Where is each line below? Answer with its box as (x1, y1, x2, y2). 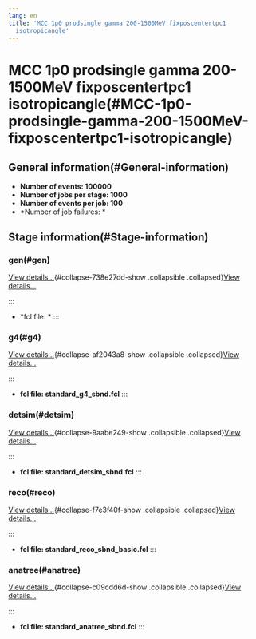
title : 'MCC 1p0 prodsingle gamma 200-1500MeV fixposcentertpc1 (8, 19, 226, 27)
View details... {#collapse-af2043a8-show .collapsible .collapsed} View (8, 350, 240, 359)
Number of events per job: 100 (19, 199, 124, 208)
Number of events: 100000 (19, 181, 112, 192)
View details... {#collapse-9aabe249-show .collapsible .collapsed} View (8, 427, 241, 437)
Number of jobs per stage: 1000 (19, 190, 128, 200)
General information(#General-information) (8, 161, 230, 174)
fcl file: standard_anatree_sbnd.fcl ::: (19, 622, 145, 632)
